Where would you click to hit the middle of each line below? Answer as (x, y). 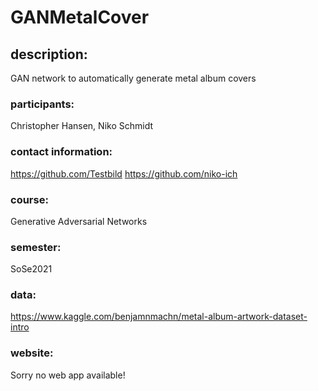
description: (49, 54)
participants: (42, 104)
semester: (36, 247)
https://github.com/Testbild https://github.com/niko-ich (124, 173)
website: (32, 353)
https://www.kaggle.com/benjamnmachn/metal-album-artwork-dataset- (159, 317)
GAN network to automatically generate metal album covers (133, 78)
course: (29, 199)
